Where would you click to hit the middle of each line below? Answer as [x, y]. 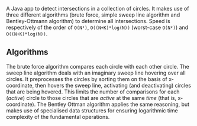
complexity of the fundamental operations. [58, 117]
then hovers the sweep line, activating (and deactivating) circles [113, 85]
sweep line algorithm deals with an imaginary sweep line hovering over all [96, 73]
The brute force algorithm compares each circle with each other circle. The [98, 66]
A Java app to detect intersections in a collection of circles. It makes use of [98, 9]
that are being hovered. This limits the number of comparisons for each [93, 92]
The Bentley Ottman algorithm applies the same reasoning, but [113, 104]
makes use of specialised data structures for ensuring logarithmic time [92, 110]
